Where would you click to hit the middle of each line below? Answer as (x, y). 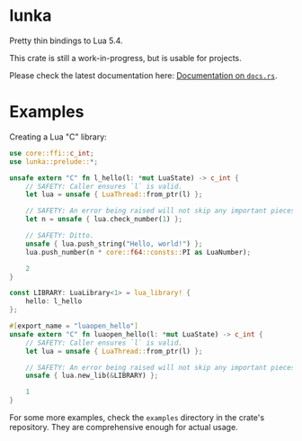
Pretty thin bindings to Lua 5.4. (66, 40)
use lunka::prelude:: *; (54, 162)
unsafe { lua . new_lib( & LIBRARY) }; (92, 376)
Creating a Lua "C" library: (58, 137)
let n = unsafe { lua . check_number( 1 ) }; (104, 220)
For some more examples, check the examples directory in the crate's (137, 418)
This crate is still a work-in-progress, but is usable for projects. (125, 58)
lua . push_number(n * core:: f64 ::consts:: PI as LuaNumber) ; (138, 252)
